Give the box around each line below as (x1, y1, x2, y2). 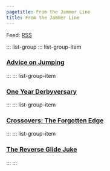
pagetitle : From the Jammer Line (6, 9, 91, 15)
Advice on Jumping (6, 58, 65, 67)
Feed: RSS (6, 31, 32, 38)
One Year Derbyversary (6, 87, 77, 96)
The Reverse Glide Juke (6, 145, 77, 154)
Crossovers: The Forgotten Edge (6, 116, 104, 125)
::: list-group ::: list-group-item (6, 43, 82, 51)
